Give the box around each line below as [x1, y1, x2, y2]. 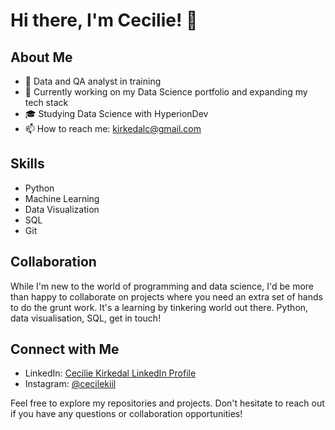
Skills [10, 155, 45, 173]
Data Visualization [24, 203, 100, 215]
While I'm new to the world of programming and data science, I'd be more [10, 280, 315, 292]
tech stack [24, 97, 69, 108]
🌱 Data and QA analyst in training [24, 75, 162, 87]
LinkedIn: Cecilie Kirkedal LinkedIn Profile [24, 367, 197, 379]
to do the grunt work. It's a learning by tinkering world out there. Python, [10, 301, 309, 313]
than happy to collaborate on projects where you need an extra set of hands [10, 290, 323, 303]
